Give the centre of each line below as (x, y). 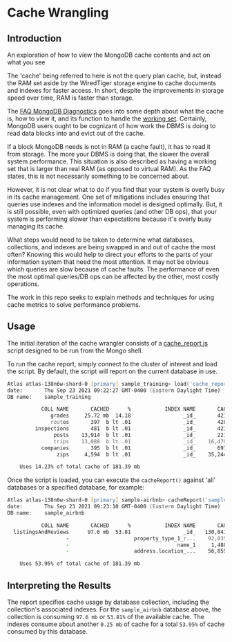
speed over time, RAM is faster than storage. (71, 98)
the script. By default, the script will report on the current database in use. (112, 371)
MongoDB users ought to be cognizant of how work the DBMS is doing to (112, 126)
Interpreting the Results (59, 586)
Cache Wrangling (58, 13)
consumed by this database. (48, 631)
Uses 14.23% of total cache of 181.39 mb (80, 467)
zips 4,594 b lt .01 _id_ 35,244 (142, 454)
